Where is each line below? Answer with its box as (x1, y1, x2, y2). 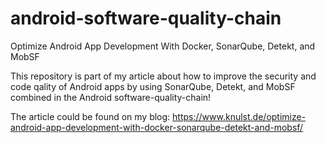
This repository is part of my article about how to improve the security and (10, 70, 317, 82)
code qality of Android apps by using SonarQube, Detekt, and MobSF (10, 80, 296, 92)
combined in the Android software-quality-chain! (10, 91, 212, 103)
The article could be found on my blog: (10, 110, 171, 122)
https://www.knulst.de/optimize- (172, 110, 307, 122)
